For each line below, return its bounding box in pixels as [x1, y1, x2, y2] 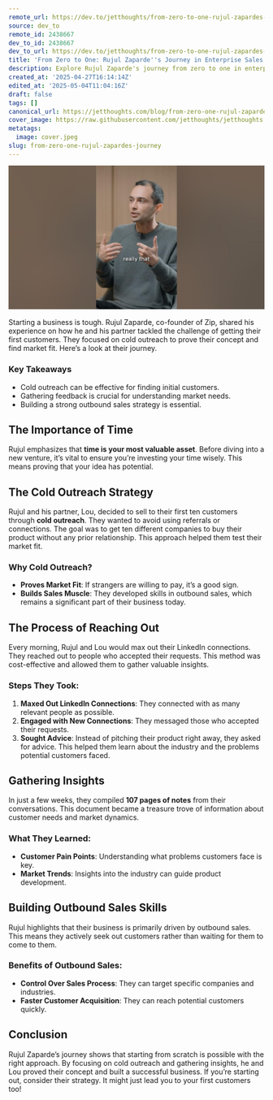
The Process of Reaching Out [8, 621, 160, 634]
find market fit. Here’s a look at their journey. [8, 344, 158, 353]
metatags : [8, 124, 42, 133]
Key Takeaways [8, 364, 72, 375]
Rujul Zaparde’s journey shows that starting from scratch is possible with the [8, 1049, 264, 1059]
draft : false [8, 90, 53, 98]
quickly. [19, 1004, 47, 1014]
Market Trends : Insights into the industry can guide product [19, 868, 222, 878]
